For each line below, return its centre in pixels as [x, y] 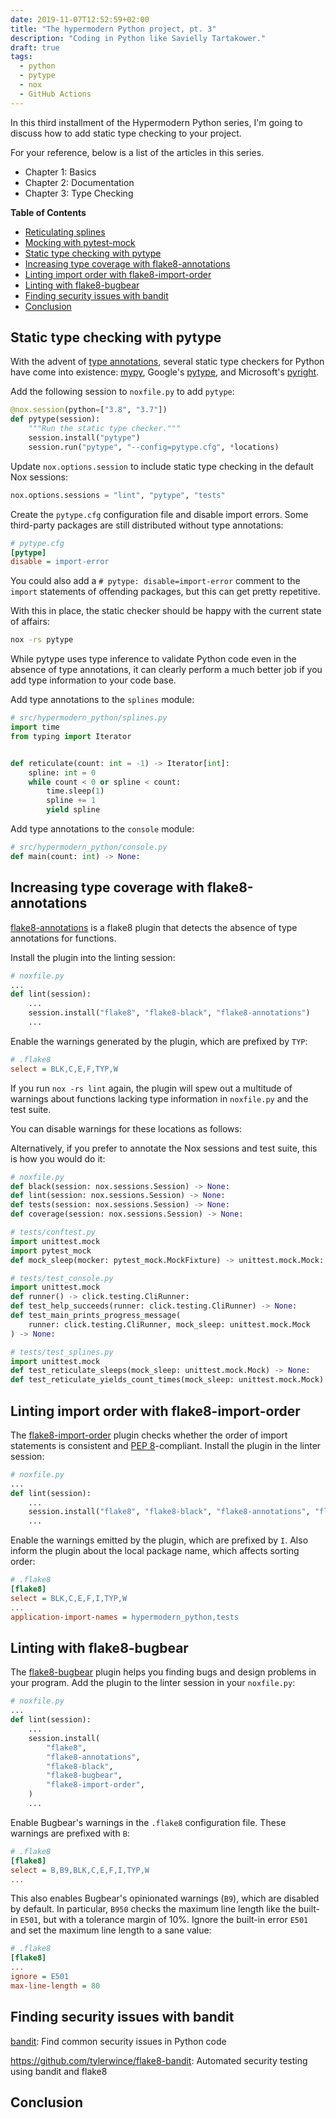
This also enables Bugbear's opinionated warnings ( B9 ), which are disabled [165, 1898]
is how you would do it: [58, 1158]
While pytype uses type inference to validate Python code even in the [153, 659]
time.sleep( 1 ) [75, 791]
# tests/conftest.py [53, 1232]
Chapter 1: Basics [60, 172]
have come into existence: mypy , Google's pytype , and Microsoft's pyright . [165, 372]
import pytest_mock [51, 1251]
